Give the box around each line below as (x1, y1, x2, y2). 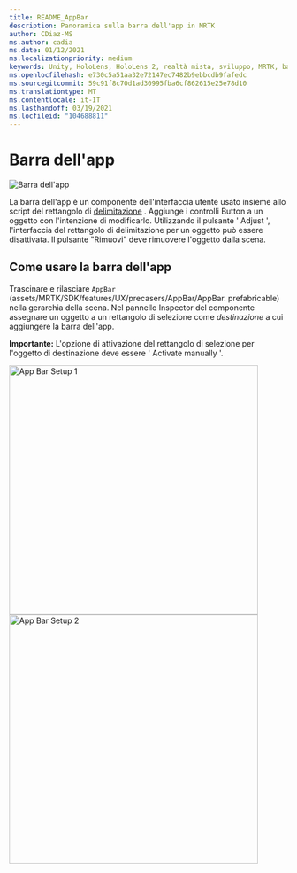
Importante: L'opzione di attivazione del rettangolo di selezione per (9, 338, 255, 348)
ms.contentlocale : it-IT (9, 95, 101, 105)
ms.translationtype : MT (9, 87, 97, 96)
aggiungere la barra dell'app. (9, 321, 115, 331)
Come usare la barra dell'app (9, 260, 172, 275)
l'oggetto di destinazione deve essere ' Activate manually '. (9, 347, 224, 358)
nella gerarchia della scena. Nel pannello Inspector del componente (9, 302, 255, 313)
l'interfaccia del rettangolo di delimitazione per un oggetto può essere (9, 225, 263, 236)
